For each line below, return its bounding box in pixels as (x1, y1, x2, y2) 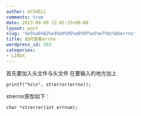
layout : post (6, 25, 39, 31)
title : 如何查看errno (6, 36, 56, 42)
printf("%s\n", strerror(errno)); (6, 81, 92, 88)
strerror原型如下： (6, 92, 51, 99)
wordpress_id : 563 (6, 42, 52, 48)
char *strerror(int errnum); (6, 104, 78, 110)
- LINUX (6, 53, 25, 59)
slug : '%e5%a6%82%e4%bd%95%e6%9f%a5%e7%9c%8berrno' (6, 31, 136, 37)
